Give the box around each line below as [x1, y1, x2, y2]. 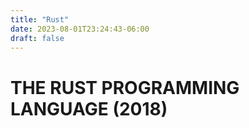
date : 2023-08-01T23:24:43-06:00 [10, 24, 150, 34]
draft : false [10, 33, 65, 43]
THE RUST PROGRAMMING [10, 76, 240, 99]
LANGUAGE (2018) [10, 97, 168, 120]
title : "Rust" [10, 14, 70, 25]
